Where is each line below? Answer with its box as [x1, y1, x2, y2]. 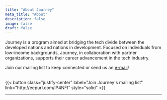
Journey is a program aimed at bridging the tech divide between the [5, 39, 145, 45]
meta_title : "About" [5, 12, 48, 17]
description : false [5, 16, 46, 21]
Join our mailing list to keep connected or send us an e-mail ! [5, 65, 129, 71]
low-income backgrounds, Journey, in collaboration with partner [5, 50, 137, 56]
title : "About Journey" [5, 7, 55, 12]
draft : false [5, 26, 32, 31]
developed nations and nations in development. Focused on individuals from [5, 45, 162, 50]
